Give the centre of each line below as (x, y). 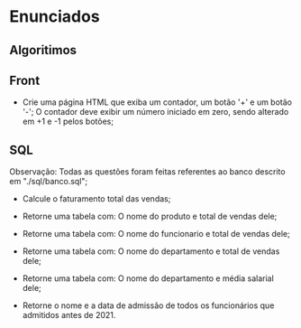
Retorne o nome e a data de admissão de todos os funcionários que (148, 305)
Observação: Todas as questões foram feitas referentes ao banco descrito (147, 172)
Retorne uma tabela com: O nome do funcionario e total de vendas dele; (156, 234)
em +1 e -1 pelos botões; (68, 122)
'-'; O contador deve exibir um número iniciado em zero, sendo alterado (155, 112)
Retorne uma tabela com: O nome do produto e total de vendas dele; (150, 216)
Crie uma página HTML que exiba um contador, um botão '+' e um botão (157, 102)
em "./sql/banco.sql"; (49, 182)
